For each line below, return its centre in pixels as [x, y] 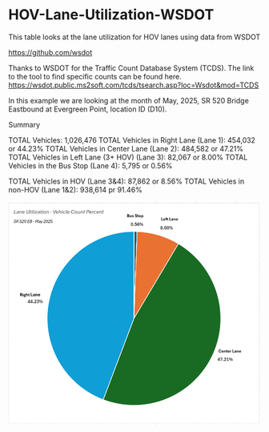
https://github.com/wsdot [50, 52]
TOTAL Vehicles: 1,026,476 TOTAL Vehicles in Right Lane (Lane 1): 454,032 [132, 140]
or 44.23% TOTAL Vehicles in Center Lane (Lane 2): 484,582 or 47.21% [126, 148]
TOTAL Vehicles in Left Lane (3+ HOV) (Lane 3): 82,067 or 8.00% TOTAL [128, 157]
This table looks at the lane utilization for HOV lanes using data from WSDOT [134, 37]
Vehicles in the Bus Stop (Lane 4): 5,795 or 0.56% [90, 165]
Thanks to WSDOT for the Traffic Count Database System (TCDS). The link [131, 68]
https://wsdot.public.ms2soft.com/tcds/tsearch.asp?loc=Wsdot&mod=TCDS [134, 85]
